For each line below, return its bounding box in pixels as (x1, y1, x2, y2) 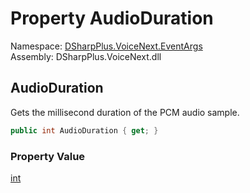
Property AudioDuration (10, 7, 214, 30)
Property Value (10, 149, 86, 163)
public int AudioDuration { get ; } (10, 125, 159, 136)
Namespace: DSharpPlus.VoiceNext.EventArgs (10, 40, 203, 52)
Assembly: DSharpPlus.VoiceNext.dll (10, 50, 162, 62)
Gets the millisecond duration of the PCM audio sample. (10, 106, 240, 118)
